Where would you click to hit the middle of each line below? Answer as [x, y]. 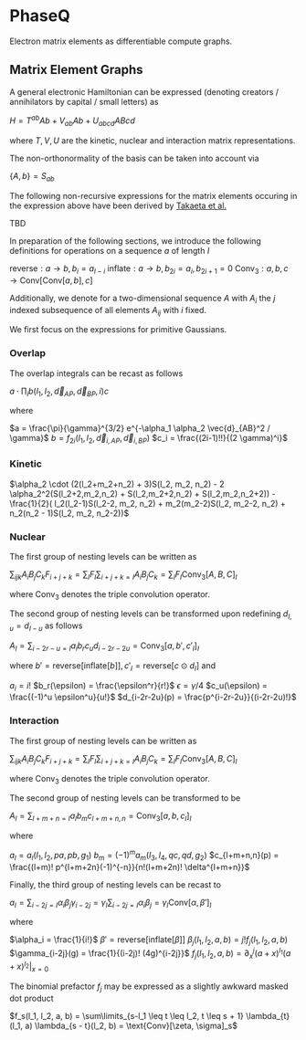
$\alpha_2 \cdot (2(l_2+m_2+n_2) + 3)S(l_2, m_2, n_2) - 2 [117, 484]
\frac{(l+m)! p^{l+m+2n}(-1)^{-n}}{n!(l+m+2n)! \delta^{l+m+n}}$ [130, 867]
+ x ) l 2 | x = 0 [29, 967]
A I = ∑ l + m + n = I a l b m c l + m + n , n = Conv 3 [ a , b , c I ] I [100, 817]
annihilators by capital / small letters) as [84, 101]
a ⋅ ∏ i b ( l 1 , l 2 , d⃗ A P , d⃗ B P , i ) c [59, 392]
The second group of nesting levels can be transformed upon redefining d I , [151, 615]
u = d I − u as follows [46, 627]
